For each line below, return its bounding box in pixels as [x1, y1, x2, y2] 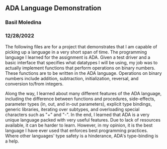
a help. [5, 138, 19, 144]
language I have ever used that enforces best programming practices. [5, 127, 148, 134]
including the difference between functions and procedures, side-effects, [5, 96, 156, 102]
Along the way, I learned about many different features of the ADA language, [5, 90, 162, 96]
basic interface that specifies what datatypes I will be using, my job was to [5, 59, 158, 65]
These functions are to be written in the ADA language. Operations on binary [5, 70, 162, 76]
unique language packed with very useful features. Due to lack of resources [5, 117, 161, 123]
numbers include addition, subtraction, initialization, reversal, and [5, 75, 139, 81]
